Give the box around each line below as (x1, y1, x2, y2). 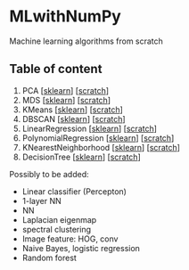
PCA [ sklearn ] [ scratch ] (21, 85, 110, 95)
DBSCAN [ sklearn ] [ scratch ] (21, 113, 127, 124)
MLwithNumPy (9, 6, 122, 27)
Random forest (21, 252, 78, 263)
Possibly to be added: (9, 168, 89, 179)
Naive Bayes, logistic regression (21, 242, 141, 253)
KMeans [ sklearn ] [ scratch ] (21, 104, 123, 115)
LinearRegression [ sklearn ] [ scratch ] (21, 123, 158, 134)
